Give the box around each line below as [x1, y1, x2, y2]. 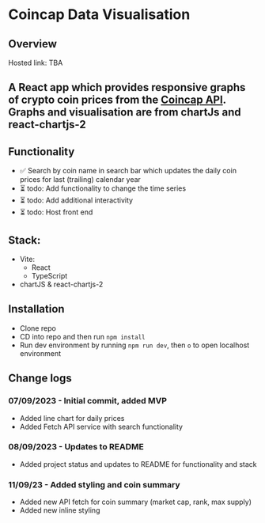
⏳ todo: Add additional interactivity [19, 195, 133, 205]
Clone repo [19, 323, 57, 333]
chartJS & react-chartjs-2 [19, 279, 104, 290]
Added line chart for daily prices [19, 413, 125, 423]
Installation [8, 302, 65, 316]
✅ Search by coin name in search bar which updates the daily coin [19, 166, 237, 176]
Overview [8, 37, 58, 51]
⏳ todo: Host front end [19, 207, 93, 217]
